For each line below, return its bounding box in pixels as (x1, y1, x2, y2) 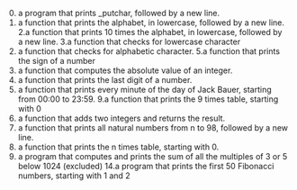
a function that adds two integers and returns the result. (17, 113, 226, 123)
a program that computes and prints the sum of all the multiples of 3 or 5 (17, 151, 288, 161)
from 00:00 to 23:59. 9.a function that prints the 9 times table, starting (17, 94, 279, 104)
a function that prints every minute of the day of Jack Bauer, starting (17, 85, 272, 95)
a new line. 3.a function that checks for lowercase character (17, 36, 241, 47)
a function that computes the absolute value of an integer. (17, 65, 233, 76)
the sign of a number (17, 56, 96, 66)
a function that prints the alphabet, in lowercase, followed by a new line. (17, 17, 285, 28)
